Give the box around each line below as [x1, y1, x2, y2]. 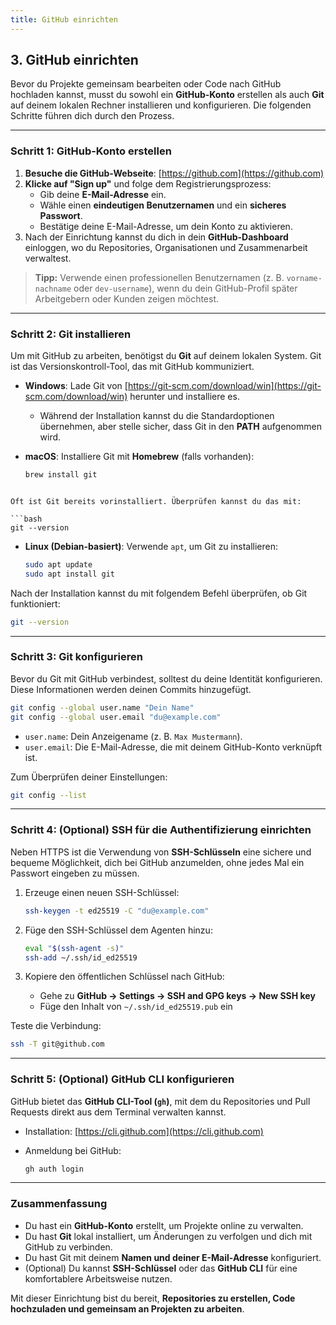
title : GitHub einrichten [10, 14, 118, 25]
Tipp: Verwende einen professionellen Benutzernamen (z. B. [34, 271, 285, 283]
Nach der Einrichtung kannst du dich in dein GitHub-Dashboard [24, 231, 289, 243]
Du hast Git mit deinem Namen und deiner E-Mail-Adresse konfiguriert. [24, 1251, 322, 1263]
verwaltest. [24, 252, 72, 264]
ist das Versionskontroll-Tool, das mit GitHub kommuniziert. [10, 361, 255, 373]
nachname [34, 284, 72, 294]
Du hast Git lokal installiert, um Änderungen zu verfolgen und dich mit [24, 1230, 313, 1242]
